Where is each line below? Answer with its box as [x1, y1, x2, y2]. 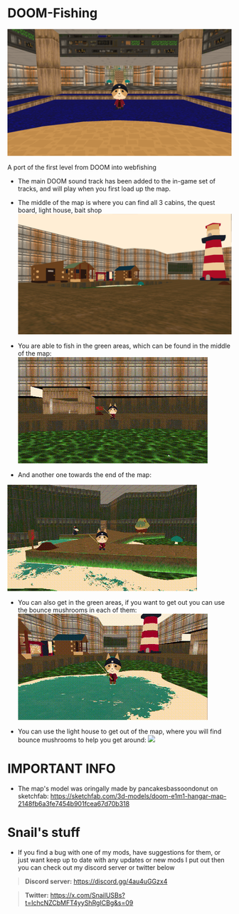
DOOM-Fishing [7, 5, 98, 21]
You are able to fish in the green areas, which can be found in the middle [17, 341, 231, 351]
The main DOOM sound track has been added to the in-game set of [17, 177, 216, 185]
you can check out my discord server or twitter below [17, 863, 175, 872]
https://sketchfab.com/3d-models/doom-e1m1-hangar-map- [50, 792, 227, 800]
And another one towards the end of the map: [17, 471, 152, 479]
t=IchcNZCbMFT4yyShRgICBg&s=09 [24, 898, 134, 907]
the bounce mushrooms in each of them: [17, 606, 137, 615]
